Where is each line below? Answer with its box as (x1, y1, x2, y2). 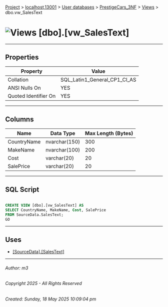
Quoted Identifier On (7, 93, 56, 100)
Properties (5, 53, 39, 61)
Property (20, 68, 42, 75)
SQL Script (5, 185, 39, 194)
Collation (7, 76, 29, 83)
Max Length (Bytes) (84, 130, 133, 137)
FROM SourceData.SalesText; (5, 212, 64, 217)
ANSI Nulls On (7, 84, 41, 91)
